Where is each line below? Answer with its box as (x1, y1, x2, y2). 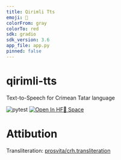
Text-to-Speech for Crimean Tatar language (6, 94, 116, 101)
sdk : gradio (6, 31, 36, 37)
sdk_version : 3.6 (6, 37, 50, 43)
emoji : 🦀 (6, 14, 28, 21)
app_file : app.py (6, 43, 50, 49)
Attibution (6, 127, 58, 141)
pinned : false (6, 48, 42, 54)
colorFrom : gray (6, 20, 47, 26)
